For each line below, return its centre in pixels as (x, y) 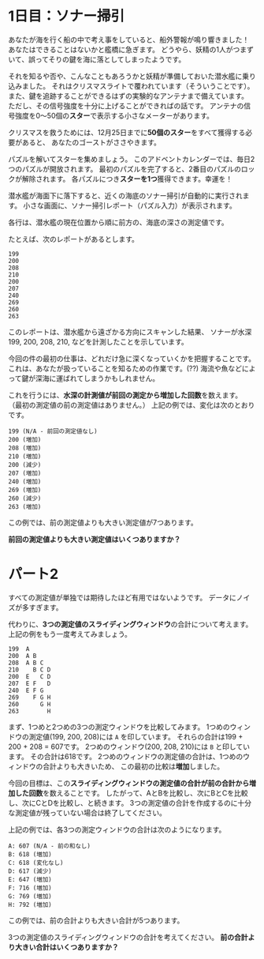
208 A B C (26, 663)
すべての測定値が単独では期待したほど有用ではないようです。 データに (122, 597)
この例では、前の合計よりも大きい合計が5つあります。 (96, 920)
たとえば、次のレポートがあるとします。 (74, 239)
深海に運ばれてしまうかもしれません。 (97, 378)
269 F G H (30, 697)
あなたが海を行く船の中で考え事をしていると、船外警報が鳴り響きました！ (129, 39)
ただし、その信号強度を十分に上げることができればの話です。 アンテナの (126, 105)
